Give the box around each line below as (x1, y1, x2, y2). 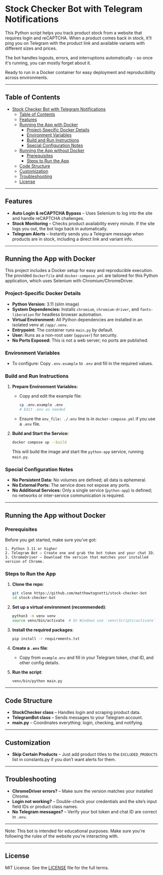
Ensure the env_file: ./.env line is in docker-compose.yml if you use (19, 416, 156, 422)
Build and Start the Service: (12, 431, 69, 437)
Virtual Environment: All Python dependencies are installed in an (12, 316, 143, 322)
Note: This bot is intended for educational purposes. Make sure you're (5, 828, 146, 834)
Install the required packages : (12, 627, 74, 633)
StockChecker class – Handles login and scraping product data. (12, 710, 141, 715)
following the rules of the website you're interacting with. (5, 833, 119, 839)
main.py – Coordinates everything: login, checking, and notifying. (12, 720, 144, 726)
